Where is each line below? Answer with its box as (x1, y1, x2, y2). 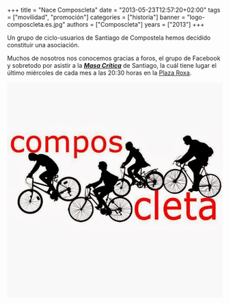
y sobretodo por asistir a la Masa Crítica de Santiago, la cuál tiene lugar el (7, 62, 217, 69)
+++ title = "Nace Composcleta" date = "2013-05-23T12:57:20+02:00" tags (7, 6, 221, 14)
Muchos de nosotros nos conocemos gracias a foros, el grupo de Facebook (7, 54, 221, 62)
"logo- (187, 13, 205, 21)
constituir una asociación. (7, 41, 80, 49)
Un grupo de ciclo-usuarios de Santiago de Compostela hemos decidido (7, 34, 211, 42)
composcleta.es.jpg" (7, 21, 66, 28)
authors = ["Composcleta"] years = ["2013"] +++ (66, 21, 205, 28)
